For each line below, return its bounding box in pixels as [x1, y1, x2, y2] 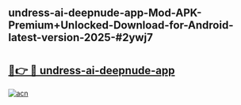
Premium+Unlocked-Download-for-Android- [8, 19, 234, 32]
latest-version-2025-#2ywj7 [8, 31, 153, 44]
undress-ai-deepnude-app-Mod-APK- [8, 6, 202, 20]
